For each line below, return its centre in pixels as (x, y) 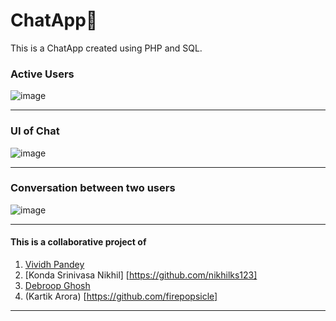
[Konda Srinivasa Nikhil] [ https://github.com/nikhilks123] (141, 275)
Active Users (42, 74)
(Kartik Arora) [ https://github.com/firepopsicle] (121, 296)
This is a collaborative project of (78, 242)
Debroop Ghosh (57, 286)
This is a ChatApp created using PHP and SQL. (106, 48)
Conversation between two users (93, 188)
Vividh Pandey (54, 265)
